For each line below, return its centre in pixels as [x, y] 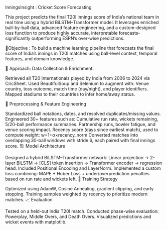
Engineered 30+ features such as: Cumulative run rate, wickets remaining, [82, 119]
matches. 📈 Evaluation [29, 200]
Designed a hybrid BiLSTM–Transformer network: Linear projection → [77, 157]
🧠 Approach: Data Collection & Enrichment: [50, 68]
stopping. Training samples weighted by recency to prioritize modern [76, 194]
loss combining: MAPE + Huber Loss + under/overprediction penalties [77, 174]
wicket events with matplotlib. [36, 222]
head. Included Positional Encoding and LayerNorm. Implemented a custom [83, 168]
